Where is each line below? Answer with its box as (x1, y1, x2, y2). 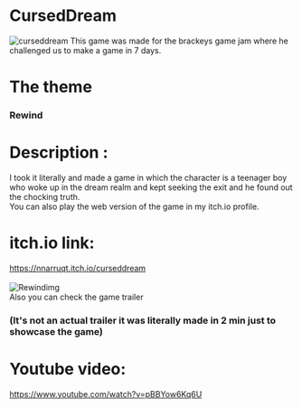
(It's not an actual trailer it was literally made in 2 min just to (9, 314, 277, 327)
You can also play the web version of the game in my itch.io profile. (9, 201, 260, 212)
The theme (9, 77, 93, 98)
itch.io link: (9, 232, 95, 253)
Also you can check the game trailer (9, 291, 144, 302)
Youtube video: (9, 359, 127, 380)
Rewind (9, 109, 43, 122)
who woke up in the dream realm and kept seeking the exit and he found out (9, 182, 293, 193)
